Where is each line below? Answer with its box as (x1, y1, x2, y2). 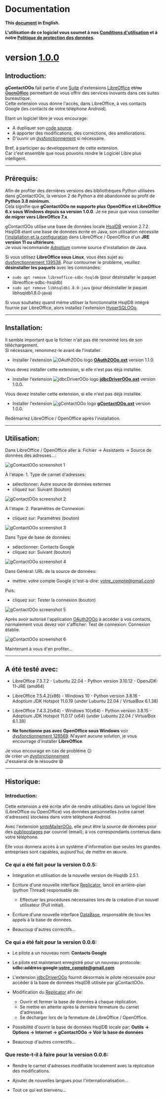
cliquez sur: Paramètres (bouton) (12, 515, 80, 521)
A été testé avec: (5, 665, 58, 673)
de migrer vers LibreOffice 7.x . (5, 214, 69, 220)
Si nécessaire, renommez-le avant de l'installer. (5, 347, 102, 353)
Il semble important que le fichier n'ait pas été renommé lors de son (5, 337, 143, 343)
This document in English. (5, 20, 60, 26)
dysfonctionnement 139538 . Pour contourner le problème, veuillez (5, 259, 140, 265)
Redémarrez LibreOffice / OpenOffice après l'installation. (5, 415, 121, 421)
